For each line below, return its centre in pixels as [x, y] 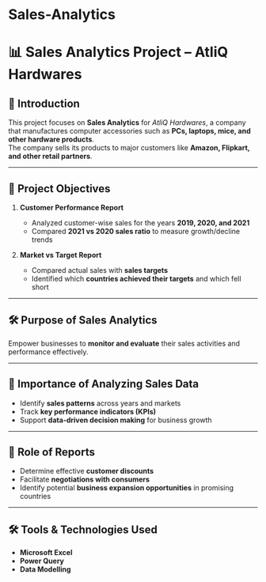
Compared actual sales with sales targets [100, 270]
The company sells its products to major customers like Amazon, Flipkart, [129, 148]
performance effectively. [48, 351]
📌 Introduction [44, 103]
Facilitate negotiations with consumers [85, 479]
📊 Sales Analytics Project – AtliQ [118, 52]
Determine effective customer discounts [87, 471]
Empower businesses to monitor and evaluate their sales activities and [124, 343]
